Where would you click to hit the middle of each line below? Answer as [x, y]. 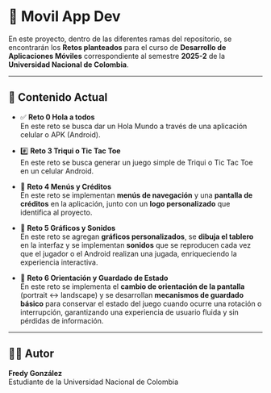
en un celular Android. [57, 171]
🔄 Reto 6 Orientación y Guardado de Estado [94, 278]
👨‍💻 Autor [31, 354]
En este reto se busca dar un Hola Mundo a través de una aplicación [133, 126]
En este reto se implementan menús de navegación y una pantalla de [136, 195]
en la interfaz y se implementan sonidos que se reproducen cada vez [135, 245]
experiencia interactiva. [59, 262]
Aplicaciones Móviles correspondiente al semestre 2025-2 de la [117, 56]
